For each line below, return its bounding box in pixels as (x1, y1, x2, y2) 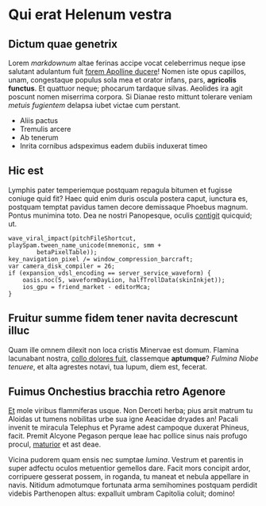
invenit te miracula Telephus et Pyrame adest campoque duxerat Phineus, (8, 423, 249, 432)
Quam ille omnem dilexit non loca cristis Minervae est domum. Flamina (8, 345, 240, 354)
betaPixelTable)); (37, 248, 98, 256)
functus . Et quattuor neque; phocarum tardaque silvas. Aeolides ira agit (8, 83, 244, 93)
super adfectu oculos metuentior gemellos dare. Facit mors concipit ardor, (8, 463, 251, 473)
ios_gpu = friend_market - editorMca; (22, 283, 151, 291)
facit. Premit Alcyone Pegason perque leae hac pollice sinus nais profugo (8, 431, 248, 441)
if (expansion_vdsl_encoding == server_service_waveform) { (8, 268, 212, 277)
